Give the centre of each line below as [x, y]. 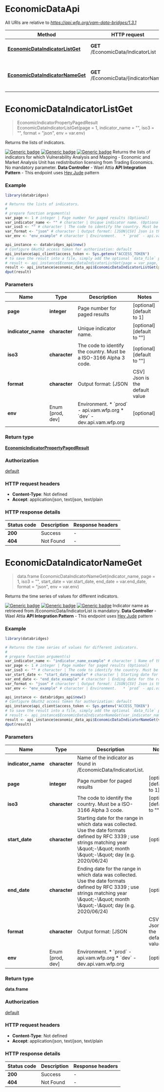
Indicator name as [131, 605]
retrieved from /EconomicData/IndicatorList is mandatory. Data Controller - [81, 611]
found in [87, 763]
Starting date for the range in [110, 818]
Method [47, 34]
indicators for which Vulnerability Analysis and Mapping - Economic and [78, 157]
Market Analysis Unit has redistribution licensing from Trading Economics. [79, 162]
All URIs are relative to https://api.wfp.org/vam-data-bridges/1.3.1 [71, 22]
